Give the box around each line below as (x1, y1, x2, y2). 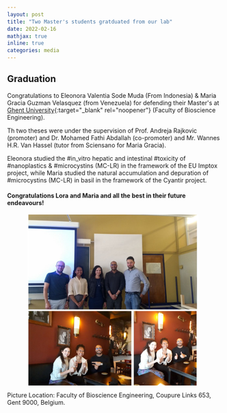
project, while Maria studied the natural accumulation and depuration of (7, 168, 209, 177)
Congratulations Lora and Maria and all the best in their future (7, 191, 186, 200)
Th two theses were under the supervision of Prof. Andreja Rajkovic (7, 126, 198, 135)
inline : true (7, 40, 44, 47)
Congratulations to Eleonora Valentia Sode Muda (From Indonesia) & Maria (7, 91, 217, 99)
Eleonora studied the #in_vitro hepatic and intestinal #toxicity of (7, 154, 186, 162)
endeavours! (7, 199, 44, 207)
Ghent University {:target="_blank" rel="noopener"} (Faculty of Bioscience (7, 106, 216, 114)
